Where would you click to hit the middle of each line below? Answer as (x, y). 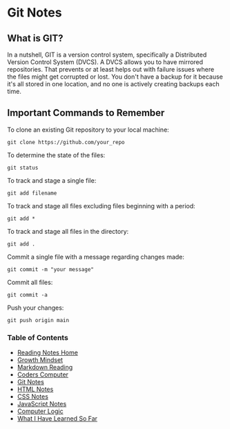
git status (23, 168)
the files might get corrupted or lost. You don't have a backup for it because (115, 77)
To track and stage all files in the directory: (68, 231)
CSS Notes (32, 397)
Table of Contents (38, 337)
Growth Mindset (40, 360)
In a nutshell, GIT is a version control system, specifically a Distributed (107, 54)
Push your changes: (36, 308)
